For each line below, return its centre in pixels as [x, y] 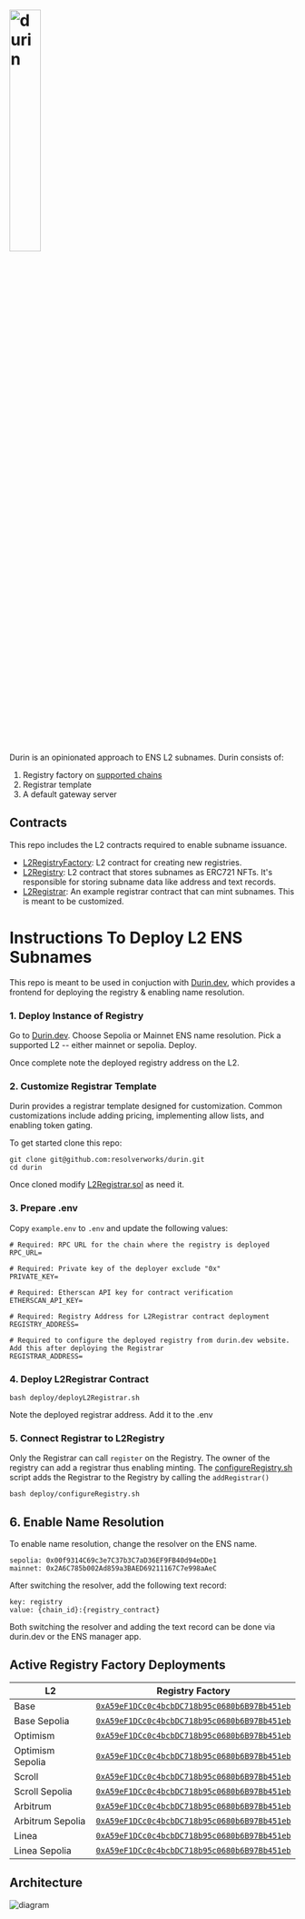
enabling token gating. [51, 1126]
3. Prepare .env [44, 1208]
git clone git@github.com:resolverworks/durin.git [107, 1160]
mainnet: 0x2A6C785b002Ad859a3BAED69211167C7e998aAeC [113, 1568]
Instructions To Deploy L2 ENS [126, 938]
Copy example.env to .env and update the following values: [119, 1227]
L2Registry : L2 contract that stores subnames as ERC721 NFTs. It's [148, 872]
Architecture [46, 1883]
